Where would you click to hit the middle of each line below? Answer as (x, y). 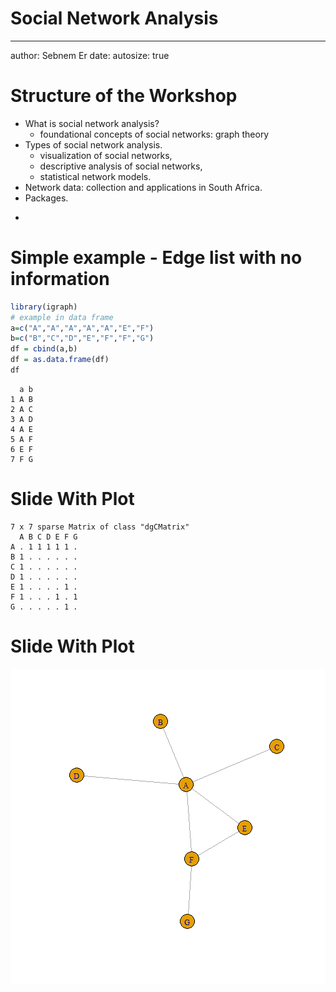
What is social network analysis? (92, 123)
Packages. (46, 198)
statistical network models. (95, 176)
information (60, 279)
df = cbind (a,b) (44, 349)
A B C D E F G (48, 537)
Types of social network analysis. (93, 144)
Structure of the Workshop (124, 96)
